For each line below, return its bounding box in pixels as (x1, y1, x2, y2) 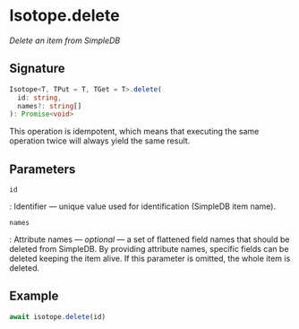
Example (9, 289, 59, 304)
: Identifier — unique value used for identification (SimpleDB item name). (9, 201, 276, 212)
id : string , (17, 93, 63, 102)
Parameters (9, 161, 76, 177)
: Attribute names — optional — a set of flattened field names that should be (9, 234, 290, 245)
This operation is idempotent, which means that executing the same (9, 126, 260, 137)
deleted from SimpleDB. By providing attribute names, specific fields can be (9, 244, 289, 255)
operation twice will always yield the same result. (9, 135, 191, 146)
